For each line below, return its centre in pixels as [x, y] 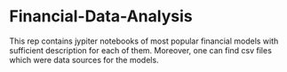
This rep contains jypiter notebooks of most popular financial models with [144, 41]
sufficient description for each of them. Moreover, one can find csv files [141, 50]
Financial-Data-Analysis [101, 16]
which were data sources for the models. [84, 60]
